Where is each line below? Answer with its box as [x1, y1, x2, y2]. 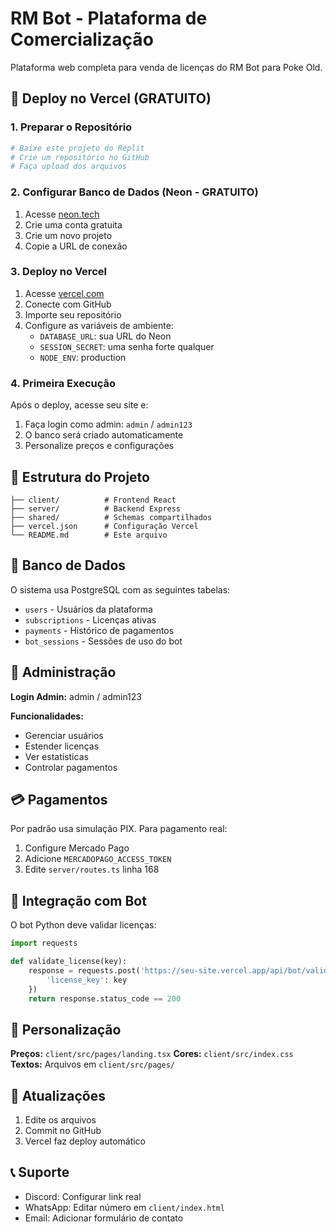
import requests [10, 938, 78, 949]
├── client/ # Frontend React [10, 495, 177, 505]
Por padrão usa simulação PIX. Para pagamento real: [10, 823, 228, 835]
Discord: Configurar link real [24, 1190, 142, 1202]
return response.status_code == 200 [28, 993, 182, 1004]
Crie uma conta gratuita [24, 218, 123, 231]
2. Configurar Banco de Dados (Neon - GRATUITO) [10, 185, 259, 199]
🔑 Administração [10, 664, 117, 681]
